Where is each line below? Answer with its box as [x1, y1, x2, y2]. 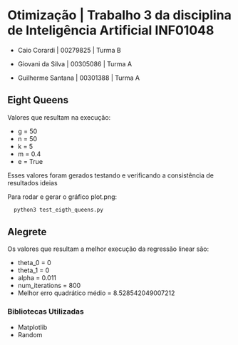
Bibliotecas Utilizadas [7, 307, 84, 316]
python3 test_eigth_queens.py [14, 206, 103, 213]
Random [17, 330, 43, 339]
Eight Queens [7, 94, 69, 106]
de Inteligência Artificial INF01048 [7, 22, 214, 38]
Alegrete [7, 226, 47, 238]
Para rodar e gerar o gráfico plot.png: [7, 192, 118, 201]
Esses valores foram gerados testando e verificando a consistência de [7, 171, 214, 180]
